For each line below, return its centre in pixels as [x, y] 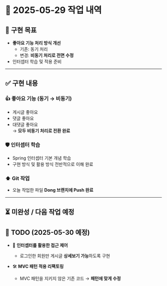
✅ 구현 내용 [22, 83]
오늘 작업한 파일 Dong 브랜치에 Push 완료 [53, 190]
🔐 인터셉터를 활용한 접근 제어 [40, 245]
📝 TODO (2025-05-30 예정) [48, 233]
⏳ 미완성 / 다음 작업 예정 [40, 212]
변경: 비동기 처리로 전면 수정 [47, 55]
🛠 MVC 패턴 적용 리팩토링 [38, 267]
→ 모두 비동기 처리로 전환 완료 [41, 131]
